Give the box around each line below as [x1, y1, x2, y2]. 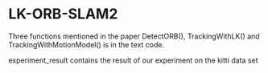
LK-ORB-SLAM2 [8, 5, 118, 23]
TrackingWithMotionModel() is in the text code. [8, 39, 165, 49]
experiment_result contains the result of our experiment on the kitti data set [8, 55, 259, 65]
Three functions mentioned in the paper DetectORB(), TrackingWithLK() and [8, 31, 260, 41]
